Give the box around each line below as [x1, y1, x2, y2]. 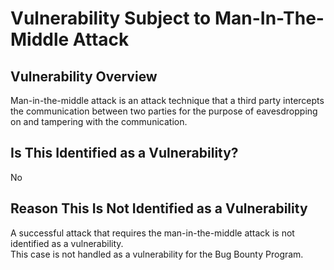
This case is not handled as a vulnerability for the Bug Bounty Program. [10, 248, 304, 260]
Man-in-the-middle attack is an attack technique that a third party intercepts [10, 95, 325, 106]
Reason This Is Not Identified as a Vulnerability [10, 200, 308, 217]
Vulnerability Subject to [10, 7, 212, 30]
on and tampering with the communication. [10, 116, 188, 127]
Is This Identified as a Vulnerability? [10, 145, 239, 162]
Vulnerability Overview [10, 68, 158, 85]
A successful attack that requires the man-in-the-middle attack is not [10, 227, 295, 239]
